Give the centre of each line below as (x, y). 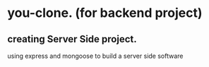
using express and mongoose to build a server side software (95, 56)
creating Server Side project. (72, 39)
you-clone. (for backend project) (105, 13)
